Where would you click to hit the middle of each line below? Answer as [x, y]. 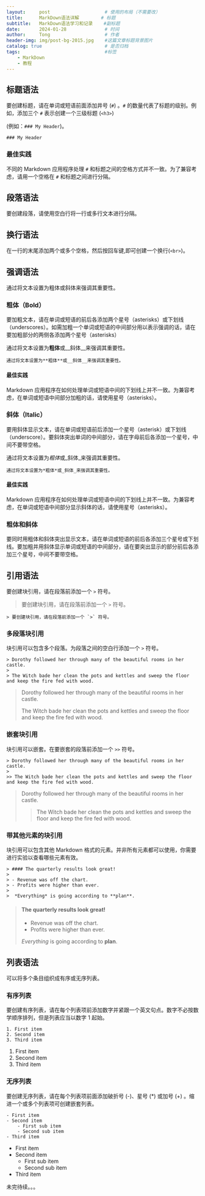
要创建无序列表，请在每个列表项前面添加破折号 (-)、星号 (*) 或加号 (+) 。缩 [101, 1096]
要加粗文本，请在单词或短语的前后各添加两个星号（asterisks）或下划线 [95, 320]
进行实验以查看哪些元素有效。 [44, 858]
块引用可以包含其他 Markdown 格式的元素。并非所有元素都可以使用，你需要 [101, 850]
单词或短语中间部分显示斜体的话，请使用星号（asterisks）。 [96, 507]
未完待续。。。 [22, 1187]
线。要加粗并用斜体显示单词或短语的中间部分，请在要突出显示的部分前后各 [100, 547]
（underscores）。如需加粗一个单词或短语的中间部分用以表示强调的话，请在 [101, 327]
